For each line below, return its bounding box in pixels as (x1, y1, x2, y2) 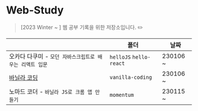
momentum (110, 92, 134, 98)
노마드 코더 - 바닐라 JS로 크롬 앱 (9, 88, 93, 96)
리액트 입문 (21, 61, 48, 68)
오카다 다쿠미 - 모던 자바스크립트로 (9, 52, 95, 60)
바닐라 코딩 (9, 73, 38, 82)
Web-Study (6, 4, 64, 17)
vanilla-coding (110, 74, 152, 80)
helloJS (110, 53, 131, 60)
